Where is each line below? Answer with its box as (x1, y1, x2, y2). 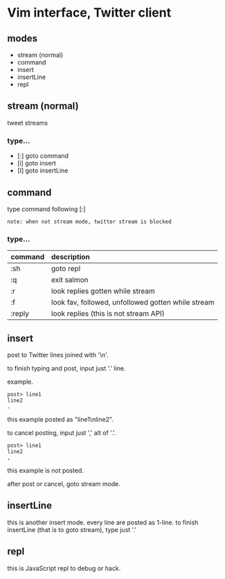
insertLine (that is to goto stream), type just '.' (7, 525, 137, 534)
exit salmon (51, 275, 89, 285)
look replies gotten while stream (51, 286, 156, 296)
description (51, 252, 90, 262)
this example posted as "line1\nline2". (7, 416, 114, 424)
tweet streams (7, 118, 48, 127)
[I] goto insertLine (17, 166, 69, 175)
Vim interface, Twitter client (7, 5, 172, 21)
